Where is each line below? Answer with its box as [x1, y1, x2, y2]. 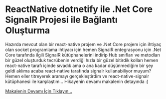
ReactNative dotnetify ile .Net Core [5, 3, 153, 15]
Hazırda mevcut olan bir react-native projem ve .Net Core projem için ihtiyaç [5, 41, 162, 47]
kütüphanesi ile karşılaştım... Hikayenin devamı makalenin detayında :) [5, 78, 149, 84]
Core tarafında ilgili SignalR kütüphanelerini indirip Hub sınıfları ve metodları [5, 51, 161, 58]
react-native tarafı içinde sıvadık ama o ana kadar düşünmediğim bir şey [5, 62, 154, 68]
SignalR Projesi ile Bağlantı [5, 14, 118, 25]
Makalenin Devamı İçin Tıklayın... [5, 88, 72, 94]
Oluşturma [5, 25, 50, 36]
